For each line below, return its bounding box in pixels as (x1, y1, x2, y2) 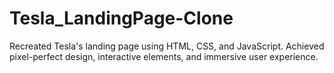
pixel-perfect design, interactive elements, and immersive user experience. (9, 50, 319, 62)
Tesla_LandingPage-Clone (9, 7, 234, 30)
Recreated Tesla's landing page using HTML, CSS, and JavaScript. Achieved (9, 40, 325, 52)
